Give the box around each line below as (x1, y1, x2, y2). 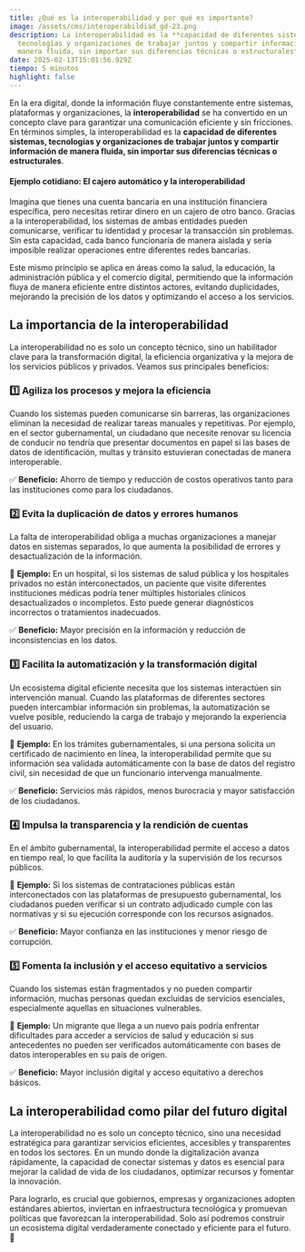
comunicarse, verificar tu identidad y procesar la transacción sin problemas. (9, 224, 295, 236)
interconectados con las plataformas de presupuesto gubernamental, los (9, 889, 281, 899)
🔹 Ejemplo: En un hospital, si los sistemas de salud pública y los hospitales (9, 569, 290, 580)
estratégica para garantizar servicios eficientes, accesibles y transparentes (9, 1138, 291, 1148)
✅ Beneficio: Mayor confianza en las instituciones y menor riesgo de (9, 926, 268, 937)
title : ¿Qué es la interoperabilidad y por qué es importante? (9, 13, 254, 23)
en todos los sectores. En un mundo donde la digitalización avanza (9, 1147, 260, 1158)
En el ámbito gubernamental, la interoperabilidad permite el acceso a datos (9, 842, 290, 853)
